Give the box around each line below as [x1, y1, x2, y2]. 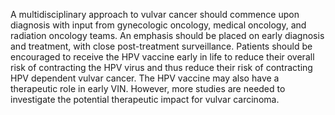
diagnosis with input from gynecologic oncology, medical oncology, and [10, 19, 307, 31]
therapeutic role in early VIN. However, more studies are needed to [10, 83, 286, 94]
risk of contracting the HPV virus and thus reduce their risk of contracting [10, 62, 313, 73]
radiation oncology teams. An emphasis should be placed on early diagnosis [10, 30, 325, 41]
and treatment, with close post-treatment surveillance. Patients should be [10, 40, 313, 52]
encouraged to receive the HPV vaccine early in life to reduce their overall [10, 51, 315, 63]
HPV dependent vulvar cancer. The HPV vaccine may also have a [10, 72, 280, 84]
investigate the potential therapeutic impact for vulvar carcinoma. [10, 94, 280, 105]
